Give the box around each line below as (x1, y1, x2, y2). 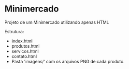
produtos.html (11, 43, 40, 49)
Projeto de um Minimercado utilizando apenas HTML (4, 19, 109, 25)
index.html (11, 38, 33, 44)
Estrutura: (4, 28, 24, 34)
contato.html (11, 53, 37, 59)
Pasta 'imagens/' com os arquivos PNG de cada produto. (11, 58, 125, 64)
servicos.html (11, 48, 39, 54)
